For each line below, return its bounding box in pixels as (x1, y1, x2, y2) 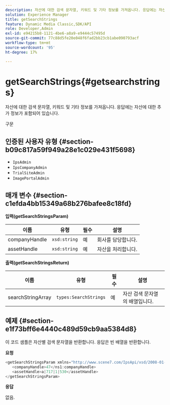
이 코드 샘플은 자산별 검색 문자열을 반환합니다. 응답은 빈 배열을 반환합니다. (5, 339, 151, 345)
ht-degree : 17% (5, 50, 37, 55)
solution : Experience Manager (5, 12, 69, 17)
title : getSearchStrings (5, 17, 58, 22)
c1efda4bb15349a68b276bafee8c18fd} (5, 199, 132, 208)
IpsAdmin (12, 160, 31, 165)
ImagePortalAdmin (12, 176, 50, 181)
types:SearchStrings (56, 294, 106, 300)
